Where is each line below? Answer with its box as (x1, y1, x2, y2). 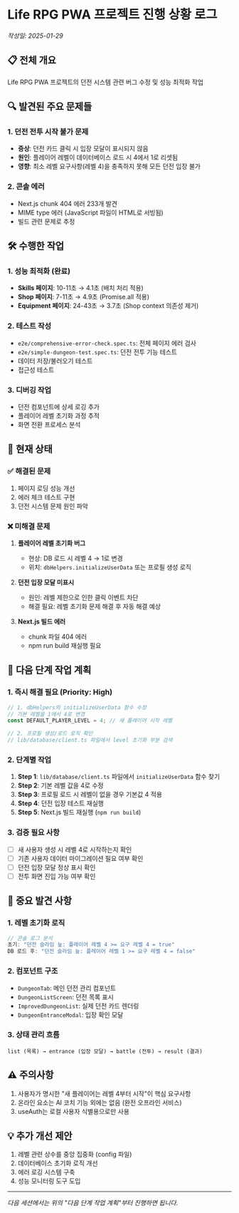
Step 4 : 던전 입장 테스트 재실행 (17, 799, 105, 807)
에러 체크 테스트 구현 (17, 492, 75, 501)
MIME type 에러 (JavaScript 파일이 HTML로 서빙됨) (17, 208, 164, 217)
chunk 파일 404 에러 (28, 632, 87, 641)
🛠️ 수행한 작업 (7, 240, 65, 252)
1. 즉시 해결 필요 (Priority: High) (7, 687, 112, 697)
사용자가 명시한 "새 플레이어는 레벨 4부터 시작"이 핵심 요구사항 (17, 1089, 191, 1098)
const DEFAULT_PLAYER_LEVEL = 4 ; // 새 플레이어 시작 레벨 (7, 717, 173, 724)
